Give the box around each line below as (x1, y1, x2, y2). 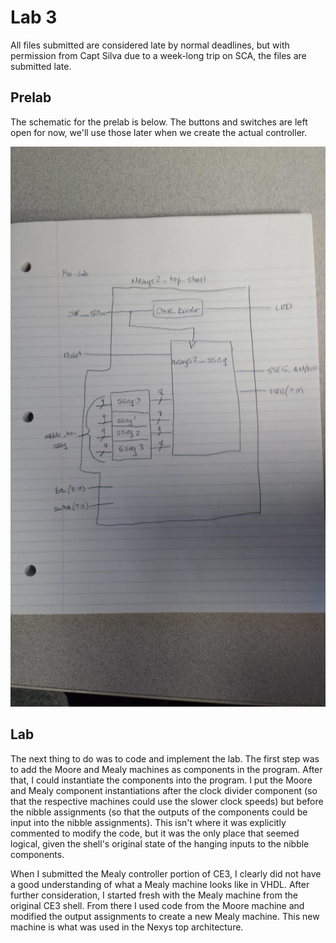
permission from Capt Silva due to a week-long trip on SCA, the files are (10, 49, 307, 61)
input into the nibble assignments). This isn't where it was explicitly (10, 816, 287, 828)
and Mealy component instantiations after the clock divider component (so (10, 784, 318, 796)
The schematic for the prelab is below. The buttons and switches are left (10, 116, 308, 128)
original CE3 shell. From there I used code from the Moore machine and (10, 899, 305, 911)
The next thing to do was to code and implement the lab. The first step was (10, 752, 320, 765)
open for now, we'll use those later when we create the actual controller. (10, 126, 308, 138)
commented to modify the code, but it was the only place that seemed (10, 827, 300, 839)
